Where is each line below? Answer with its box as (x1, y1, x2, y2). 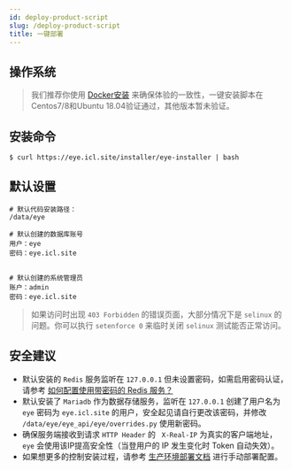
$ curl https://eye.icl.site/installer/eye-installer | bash (9, 153, 240, 162)
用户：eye (9, 239, 42, 248)
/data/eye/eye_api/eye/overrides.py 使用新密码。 (21, 418, 206, 428)
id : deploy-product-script (9, 12, 109, 22)
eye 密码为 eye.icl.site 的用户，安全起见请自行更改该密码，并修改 (21, 406, 267, 417)
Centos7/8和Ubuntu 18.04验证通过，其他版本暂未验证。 (30, 101, 234, 112)
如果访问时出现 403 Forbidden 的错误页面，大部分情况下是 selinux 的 (30, 309, 282, 320)
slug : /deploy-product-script (9, 21, 121, 30)
